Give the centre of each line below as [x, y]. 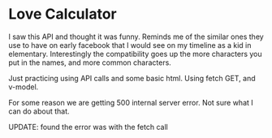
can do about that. [39, 111]
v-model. [24, 87]
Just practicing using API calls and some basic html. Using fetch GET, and [132, 78]
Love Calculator [63, 14]
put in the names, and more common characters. [90, 63]
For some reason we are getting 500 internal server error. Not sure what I [131, 102]
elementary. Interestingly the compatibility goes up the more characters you [135, 54]
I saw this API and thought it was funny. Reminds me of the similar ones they [136, 37]
